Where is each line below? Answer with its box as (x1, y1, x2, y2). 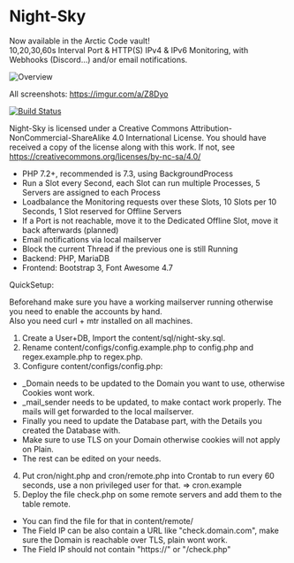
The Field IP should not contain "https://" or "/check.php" (21, 544, 231, 554)
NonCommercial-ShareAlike (9, 132, 110, 143)
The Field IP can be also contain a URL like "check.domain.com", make (21, 525, 280, 536)
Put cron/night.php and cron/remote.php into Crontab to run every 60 (21, 470, 275, 481)
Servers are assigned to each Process (21, 187, 161, 197)
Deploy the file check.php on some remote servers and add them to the (21, 489, 283, 499)
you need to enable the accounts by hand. (9, 305, 163, 316)
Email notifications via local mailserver (21, 234, 162, 244)
